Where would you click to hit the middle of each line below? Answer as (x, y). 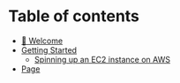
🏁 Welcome (42, 41)
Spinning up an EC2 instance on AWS (102, 59)
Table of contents (74, 16)
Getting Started (49, 49)
